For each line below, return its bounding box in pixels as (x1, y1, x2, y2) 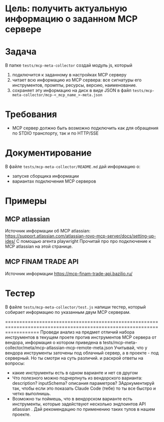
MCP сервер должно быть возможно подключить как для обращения (12, 125, 159, 131)
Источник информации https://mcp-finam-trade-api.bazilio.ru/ (5, 270, 133, 277)
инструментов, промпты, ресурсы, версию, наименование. (12, 82, 137, 88)
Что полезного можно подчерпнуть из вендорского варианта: (12, 375, 143, 381)
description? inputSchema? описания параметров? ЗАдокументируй (12, 380, 155, 386)
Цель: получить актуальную (5, 3, 127, 14)
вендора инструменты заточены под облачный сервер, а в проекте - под (5, 350, 159, 355)
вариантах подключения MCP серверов (12, 178, 96, 184)
